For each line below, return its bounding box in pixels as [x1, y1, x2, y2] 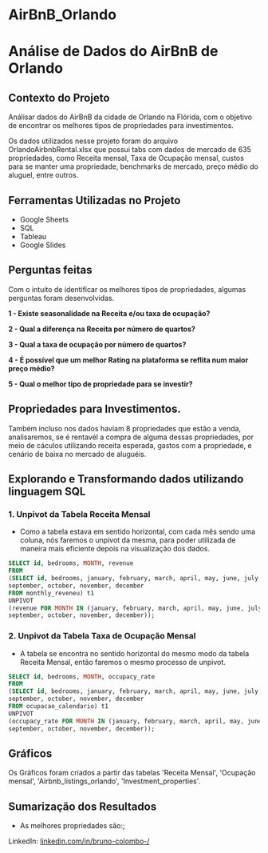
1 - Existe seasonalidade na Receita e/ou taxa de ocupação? [8, 308, 211, 318]
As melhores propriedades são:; [19, 821, 125, 831]
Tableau [19, 232, 47, 241]
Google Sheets [19, 214, 69, 224]
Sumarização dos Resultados [8, 799, 157, 813]
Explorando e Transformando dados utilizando [8, 472, 244, 486]
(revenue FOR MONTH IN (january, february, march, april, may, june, [8, 604, 245, 612]
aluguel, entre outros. [8, 170, 79, 180]
